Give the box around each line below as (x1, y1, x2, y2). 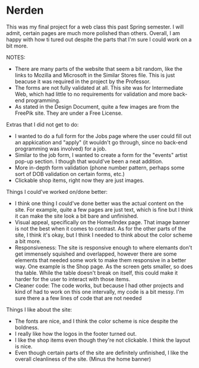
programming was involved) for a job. (14, 145, 107, 152)
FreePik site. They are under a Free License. (14, 109, 123, 117)
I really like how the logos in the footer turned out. (14, 330, 137, 337)
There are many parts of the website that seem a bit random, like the (14, 65, 183, 72)
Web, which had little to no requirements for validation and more (14, 90, 172, 97)
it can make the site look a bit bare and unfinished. (14, 212, 138, 219)
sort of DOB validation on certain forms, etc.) (14, 170, 125, 177)
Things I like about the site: (6, 306, 72, 313)
